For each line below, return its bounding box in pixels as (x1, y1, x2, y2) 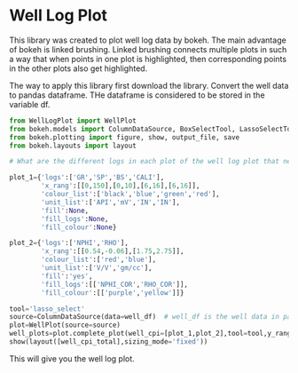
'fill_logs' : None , (41, 214, 109, 223)
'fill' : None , (41, 206, 90, 215)
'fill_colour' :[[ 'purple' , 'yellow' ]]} (41, 288, 184, 298)
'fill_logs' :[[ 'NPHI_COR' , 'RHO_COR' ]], (41, 280, 189, 289)
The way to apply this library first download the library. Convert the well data (9, 80, 289, 91)
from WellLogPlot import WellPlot (9, 116, 137, 125)
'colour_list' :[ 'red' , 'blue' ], (41, 255, 157, 265)
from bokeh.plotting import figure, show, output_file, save (9, 132, 240, 142)
